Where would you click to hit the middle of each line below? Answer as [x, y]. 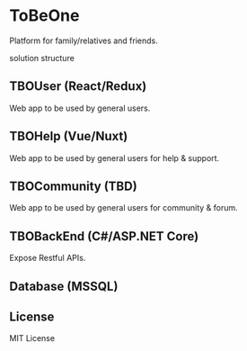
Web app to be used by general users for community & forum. [123, 208]
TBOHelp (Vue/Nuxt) [69, 136]
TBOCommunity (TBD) [73, 186]
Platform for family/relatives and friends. [84, 40]
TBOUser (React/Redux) [78, 86]
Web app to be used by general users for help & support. [115, 157]
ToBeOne [44, 16]
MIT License [32, 338]
